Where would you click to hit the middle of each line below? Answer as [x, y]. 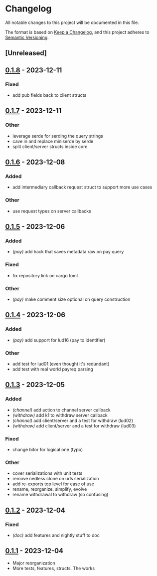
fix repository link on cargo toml [45, 275]
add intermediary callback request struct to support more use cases [82, 187]
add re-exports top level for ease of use [53, 484]
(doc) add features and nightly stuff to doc [56, 535]
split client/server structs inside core [50, 146]
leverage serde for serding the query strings [58, 136]
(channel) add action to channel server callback [62, 410]
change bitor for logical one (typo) [48, 449]
